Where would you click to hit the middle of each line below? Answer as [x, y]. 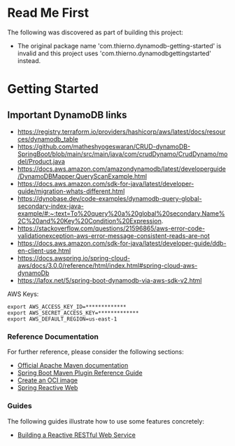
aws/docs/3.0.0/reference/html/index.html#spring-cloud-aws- [107, 265]
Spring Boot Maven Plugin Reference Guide [80, 373]
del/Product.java [41, 161]
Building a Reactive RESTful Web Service [77, 435]
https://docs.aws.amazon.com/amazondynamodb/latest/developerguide [121, 169]
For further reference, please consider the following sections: [95, 352]
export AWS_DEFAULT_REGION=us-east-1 [62, 319]
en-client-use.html [44, 251]
